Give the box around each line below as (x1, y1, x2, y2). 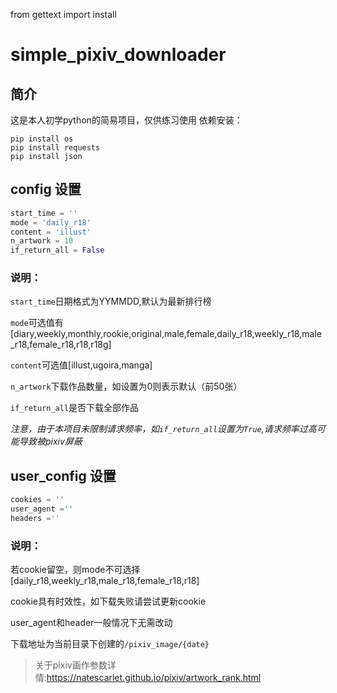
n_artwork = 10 (10, 236, 74, 246)
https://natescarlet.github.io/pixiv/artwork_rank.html (46, 672, 262, 684)
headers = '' (10, 514, 60, 524)
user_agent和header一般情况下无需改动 (10, 617, 173, 629)
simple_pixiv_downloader (10, 44, 227, 66)
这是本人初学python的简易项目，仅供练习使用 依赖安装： (10, 114, 243, 126)
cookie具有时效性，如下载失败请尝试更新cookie (10, 595, 207, 608)
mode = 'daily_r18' (10, 217, 92, 228)
